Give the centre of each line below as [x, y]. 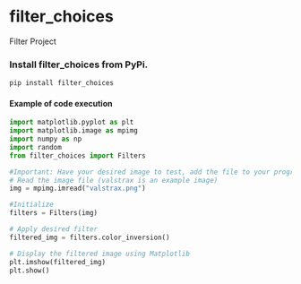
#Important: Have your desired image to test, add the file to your [140, 172]
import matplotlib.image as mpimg [74, 131]
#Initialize [31, 205]
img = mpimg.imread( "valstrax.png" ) [77, 189]
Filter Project [33, 41]
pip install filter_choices [62, 83]
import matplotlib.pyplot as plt [72, 123]
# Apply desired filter [54, 229]
